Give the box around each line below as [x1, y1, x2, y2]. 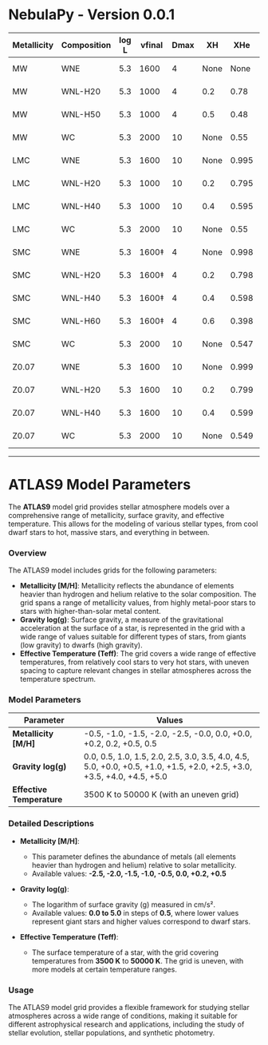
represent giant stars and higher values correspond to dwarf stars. [31, 916, 251, 926]
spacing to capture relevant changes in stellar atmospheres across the [19, 666, 252, 675]
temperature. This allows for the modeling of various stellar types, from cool [8, 519, 258, 528]
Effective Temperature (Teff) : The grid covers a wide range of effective [19, 649, 257, 659]
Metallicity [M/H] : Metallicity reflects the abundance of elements [19, 581, 235, 591]
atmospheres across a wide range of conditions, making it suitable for [8, 1011, 238, 1021]
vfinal [140, 39, 164, 50]
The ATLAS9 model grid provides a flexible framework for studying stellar [8, 1003, 250, 1012]
